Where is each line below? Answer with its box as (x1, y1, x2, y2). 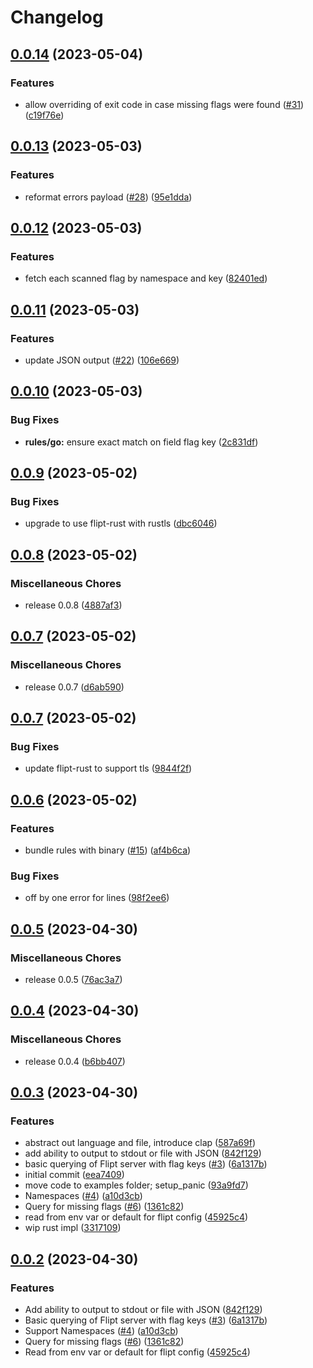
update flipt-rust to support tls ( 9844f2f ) (24, 762, 193, 775)
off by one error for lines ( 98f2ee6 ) (24, 892, 170, 904)
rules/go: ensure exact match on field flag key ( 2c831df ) (24, 436, 259, 448)
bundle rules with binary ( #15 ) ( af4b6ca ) (24, 844, 192, 856)
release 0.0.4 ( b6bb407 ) (24, 1055, 126, 1067)
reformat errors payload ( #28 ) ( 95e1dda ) (24, 191, 193, 203)
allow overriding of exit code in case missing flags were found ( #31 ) (24, 98, 305, 110)
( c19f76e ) (24, 109, 65, 121)
